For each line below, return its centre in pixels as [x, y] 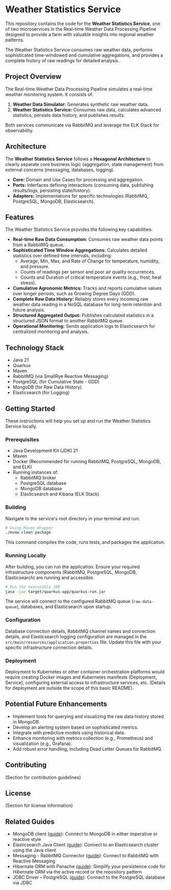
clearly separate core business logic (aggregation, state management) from [84, 164]
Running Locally [26, 556]
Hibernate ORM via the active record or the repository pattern [77, 872]
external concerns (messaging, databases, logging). [60, 170]
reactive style [27, 839]
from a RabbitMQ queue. [38, 245]
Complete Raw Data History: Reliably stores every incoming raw [80, 299]
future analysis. [29, 310]
